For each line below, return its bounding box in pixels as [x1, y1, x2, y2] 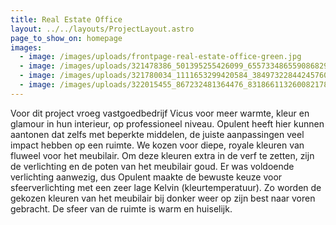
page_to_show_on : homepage [10, 33, 123, 43]
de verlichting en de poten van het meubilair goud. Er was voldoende [10, 160, 295, 172]
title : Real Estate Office [10, 14, 123, 25]
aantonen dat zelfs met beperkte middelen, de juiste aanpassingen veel [10, 128, 305, 140]
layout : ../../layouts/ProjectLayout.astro [10, 24, 195, 34]
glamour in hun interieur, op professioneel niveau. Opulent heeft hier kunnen [10, 117, 325, 130]
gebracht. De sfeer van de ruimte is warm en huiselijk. [10, 202, 233, 215]
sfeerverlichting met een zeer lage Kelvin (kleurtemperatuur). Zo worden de [10, 181, 322, 193]
